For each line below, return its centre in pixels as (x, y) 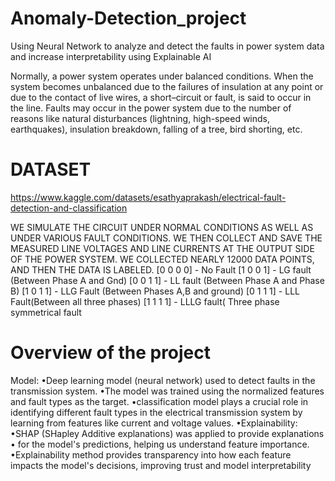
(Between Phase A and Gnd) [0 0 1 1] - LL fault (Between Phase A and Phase (167, 280)
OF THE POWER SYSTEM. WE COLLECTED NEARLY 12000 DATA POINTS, (162, 259)
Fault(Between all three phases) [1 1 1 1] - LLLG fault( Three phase (145, 301)
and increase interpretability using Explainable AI (111, 56)
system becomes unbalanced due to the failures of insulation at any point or (167, 86)
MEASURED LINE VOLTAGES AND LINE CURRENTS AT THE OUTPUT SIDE (162, 248)
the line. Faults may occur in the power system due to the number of (151, 108)
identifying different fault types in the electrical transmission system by (156, 412)
